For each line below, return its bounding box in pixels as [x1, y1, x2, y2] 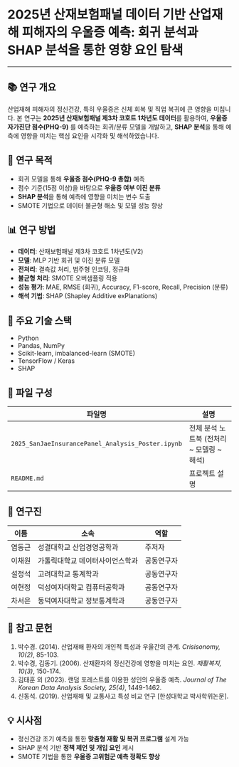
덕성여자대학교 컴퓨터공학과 [38, 582, 125, 592]
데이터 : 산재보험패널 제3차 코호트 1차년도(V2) [17, 247, 144, 256]
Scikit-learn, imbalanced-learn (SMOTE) [17, 349, 136, 358]
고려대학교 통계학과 [38, 568, 99, 578]
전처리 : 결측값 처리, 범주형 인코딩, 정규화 [17, 265, 130, 274]
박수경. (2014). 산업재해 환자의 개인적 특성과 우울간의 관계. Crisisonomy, [17, 642, 221, 651]
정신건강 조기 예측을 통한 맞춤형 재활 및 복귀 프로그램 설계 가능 [17, 734, 190, 744]
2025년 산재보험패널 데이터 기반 [7, 6, 186, 23]
